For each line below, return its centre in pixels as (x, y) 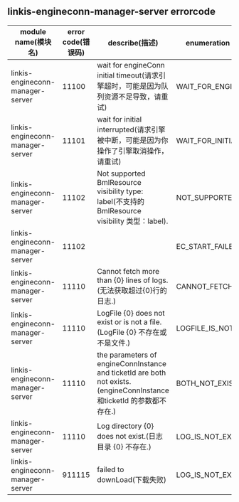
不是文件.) (114, 343)
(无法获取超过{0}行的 (132, 290)
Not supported (121, 173)
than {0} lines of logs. (133, 280)
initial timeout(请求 (128, 75)
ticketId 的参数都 (132, 400)
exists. (121, 381)
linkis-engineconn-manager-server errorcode (111, 12)
